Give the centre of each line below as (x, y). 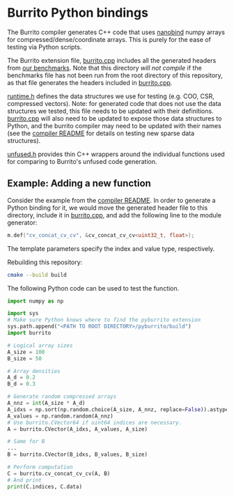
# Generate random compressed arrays (62, 397)
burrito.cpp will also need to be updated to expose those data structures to (115, 118)
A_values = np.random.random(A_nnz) (60, 416)
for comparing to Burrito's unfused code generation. (82, 161)
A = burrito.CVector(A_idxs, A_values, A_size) (78, 429)
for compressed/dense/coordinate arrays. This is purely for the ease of (109, 39)
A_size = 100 (26, 352)
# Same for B (26, 442)
